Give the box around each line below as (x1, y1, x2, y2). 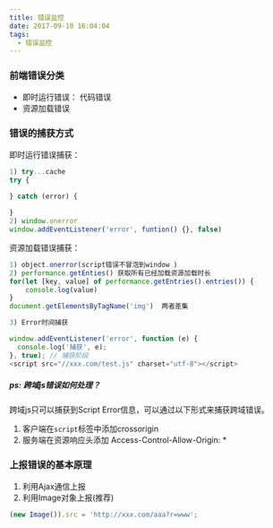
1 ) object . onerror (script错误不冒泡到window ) (9, 260, 178, 269)
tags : (9, 30, 30, 39)
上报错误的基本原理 (9, 459, 92, 472)
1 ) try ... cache (9, 167, 66, 176)
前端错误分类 (9, 69, 65, 82)
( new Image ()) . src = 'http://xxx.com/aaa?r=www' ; (9, 510, 199, 519)
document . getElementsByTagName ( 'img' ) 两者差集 (9, 302, 189, 311)
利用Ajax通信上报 (21, 480, 87, 491)
